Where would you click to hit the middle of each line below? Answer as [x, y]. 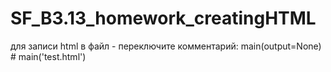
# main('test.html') [48, 56]
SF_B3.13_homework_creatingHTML [163, 18]
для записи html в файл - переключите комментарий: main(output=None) [166, 46]
